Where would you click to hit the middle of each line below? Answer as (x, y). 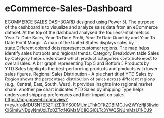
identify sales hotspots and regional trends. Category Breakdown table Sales (82, 53)
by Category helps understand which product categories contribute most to (81, 58)
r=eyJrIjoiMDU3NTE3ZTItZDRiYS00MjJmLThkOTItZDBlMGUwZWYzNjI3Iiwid (82, 105)
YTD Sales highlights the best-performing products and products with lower (81, 68)
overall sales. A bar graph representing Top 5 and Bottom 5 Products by (77, 63)
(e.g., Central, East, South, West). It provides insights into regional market (79, 84)
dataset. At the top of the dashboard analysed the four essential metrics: (78, 32)
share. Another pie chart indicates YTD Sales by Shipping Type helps (74, 89)
